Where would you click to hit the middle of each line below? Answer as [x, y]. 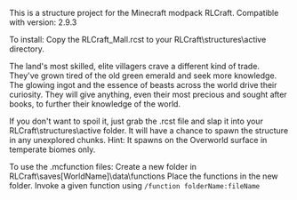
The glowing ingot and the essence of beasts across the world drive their [143, 85]
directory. [27, 49]
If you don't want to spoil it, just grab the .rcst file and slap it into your [136, 121]
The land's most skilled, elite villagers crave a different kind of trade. [135, 66]
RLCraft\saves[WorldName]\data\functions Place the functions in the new [144, 176]
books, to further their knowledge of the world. [95, 104]
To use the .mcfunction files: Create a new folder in [103, 167]
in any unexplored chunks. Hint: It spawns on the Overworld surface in [138, 140]
